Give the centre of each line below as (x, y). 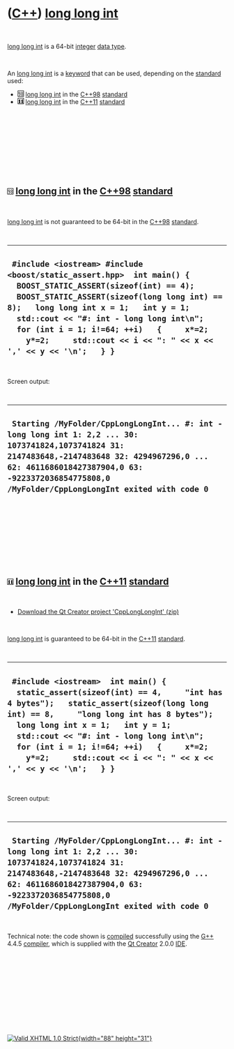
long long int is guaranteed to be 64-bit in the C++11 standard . (96, 639)
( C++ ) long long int (63, 14)
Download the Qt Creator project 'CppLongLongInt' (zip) (98, 612)
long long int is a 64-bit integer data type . (67, 46)
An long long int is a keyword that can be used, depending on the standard (114, 73)
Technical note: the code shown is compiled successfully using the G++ (111, 936)
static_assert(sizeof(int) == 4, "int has (119, 692)
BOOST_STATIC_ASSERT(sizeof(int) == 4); (106, 286)
